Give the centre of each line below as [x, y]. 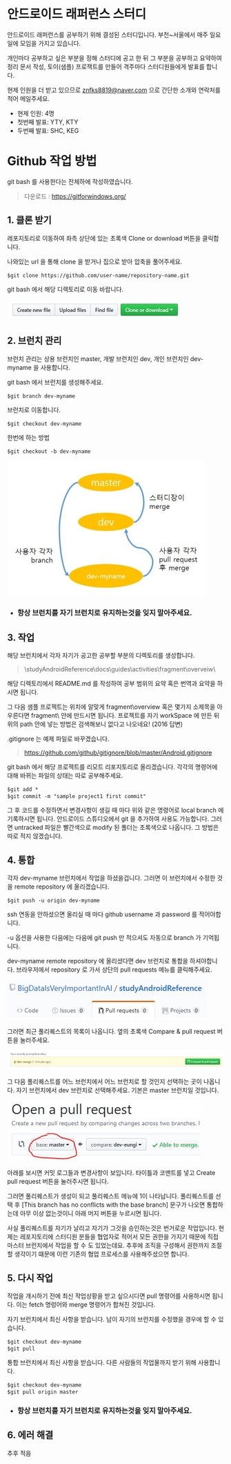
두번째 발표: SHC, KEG [48, 130]
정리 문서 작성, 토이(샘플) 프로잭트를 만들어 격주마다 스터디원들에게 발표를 [106, 66]
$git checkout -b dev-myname [49, 451]
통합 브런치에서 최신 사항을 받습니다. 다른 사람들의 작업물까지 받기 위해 [102, 1362]
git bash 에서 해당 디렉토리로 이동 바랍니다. [66, 289]
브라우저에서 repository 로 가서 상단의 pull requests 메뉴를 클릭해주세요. [114, 970]
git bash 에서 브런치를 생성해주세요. [56, 382]
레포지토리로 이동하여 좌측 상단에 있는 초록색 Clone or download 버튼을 [104, 238]
